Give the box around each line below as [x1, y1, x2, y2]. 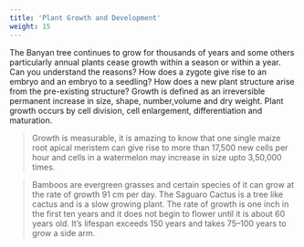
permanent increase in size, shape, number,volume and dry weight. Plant [9, 95, 284, 106]
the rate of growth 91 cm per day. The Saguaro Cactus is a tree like [31, 189, 284, 200]
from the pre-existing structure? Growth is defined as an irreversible [9, 86, 266, 97]
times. [31, 161, 56, 172]
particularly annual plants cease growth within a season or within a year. [9, 57, 281, 67]
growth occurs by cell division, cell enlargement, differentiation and [9, 105, 263, 116]
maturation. [9, 115, 53, 126]
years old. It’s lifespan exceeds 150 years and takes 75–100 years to [31, 218, 287, 229]
